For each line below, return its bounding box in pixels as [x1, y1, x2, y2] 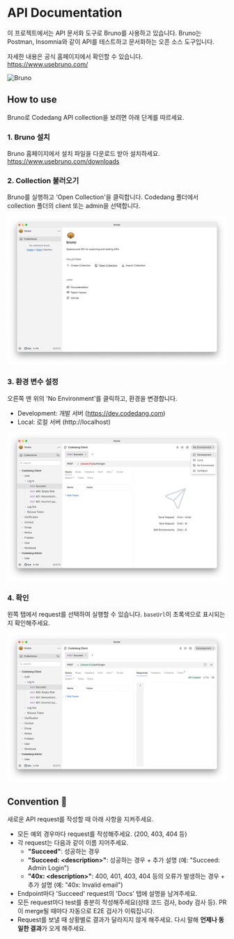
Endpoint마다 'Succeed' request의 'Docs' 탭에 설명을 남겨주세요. [17, 889, 198, 897]
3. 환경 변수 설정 [7, 377, 59, 387]
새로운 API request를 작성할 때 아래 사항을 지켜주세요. [7, 814, 154, 823]
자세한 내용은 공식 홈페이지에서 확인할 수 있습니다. [7, 52, 143, 61]
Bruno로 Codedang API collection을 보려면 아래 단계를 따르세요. [7, 113, 185, 121]
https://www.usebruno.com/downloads [7, 157, 120, 166]
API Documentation [7, 5, 123, 21]
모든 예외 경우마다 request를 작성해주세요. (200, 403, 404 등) [17, 830, 187, 838]
